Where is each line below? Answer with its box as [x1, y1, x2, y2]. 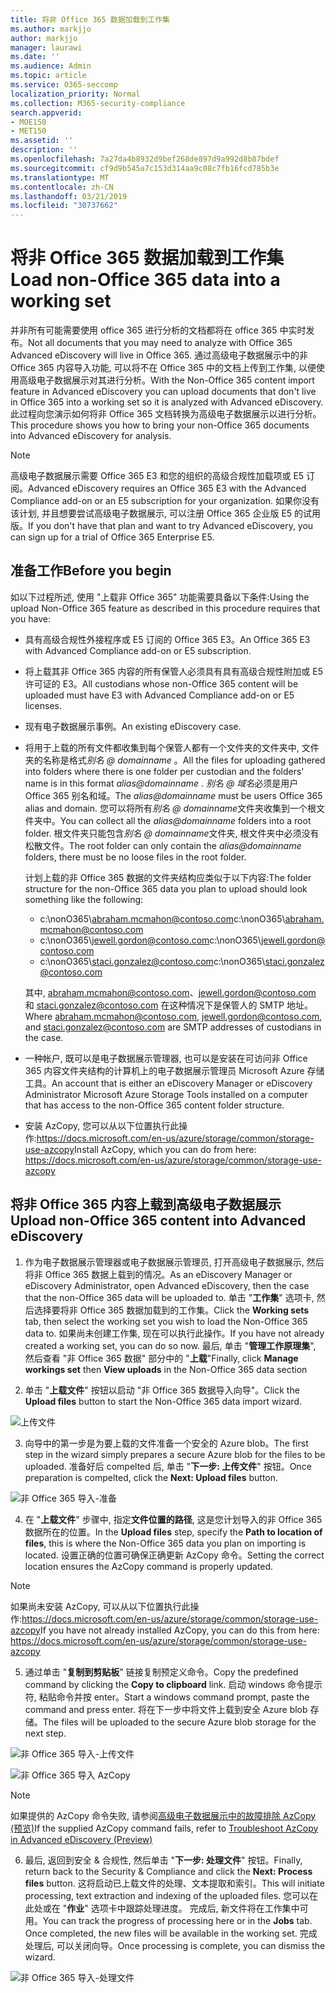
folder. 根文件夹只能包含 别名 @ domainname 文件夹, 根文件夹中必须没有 [24, 827, 320, 839]
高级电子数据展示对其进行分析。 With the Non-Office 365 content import [18, 374, 315, 386]
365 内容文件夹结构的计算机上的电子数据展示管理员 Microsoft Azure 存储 [24, 1064, 325, 1076]
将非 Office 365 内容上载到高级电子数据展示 [10, 1196, 282, 1213]
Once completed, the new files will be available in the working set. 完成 [24, 1927, 318, 1939]
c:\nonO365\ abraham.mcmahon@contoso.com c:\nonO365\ [39, 912, 286, 925]
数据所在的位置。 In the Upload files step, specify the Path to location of [24, 1526, 323, 1538]
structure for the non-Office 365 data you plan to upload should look [24, 882, 308, 895]
